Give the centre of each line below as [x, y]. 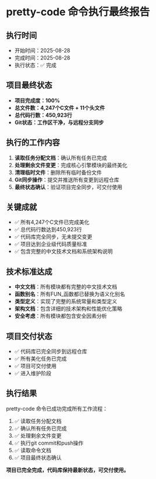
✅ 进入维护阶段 [33, 373]
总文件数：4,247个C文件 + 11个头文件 [60, 107]
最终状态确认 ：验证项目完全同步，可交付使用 [68, 187]
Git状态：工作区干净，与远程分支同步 [59, 122]
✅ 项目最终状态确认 [38, 457]
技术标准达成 [29, 271]
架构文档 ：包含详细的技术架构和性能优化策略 [68, 309]
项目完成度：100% [37, 100]
